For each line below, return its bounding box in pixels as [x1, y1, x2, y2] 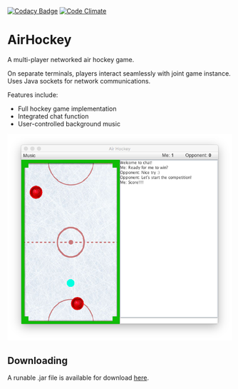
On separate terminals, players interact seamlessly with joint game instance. [7, 69, 232, 78]
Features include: [7, 90, 58, 99]
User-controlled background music [17, 119, 121, 128]
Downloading [7, 354, 68, 367]
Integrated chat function [17, 111, 89, 121]
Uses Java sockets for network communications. [7, 76, 151, 85]
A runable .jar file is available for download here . [7, 373, 150, 382]
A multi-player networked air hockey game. [7, 55, 135, 64]
